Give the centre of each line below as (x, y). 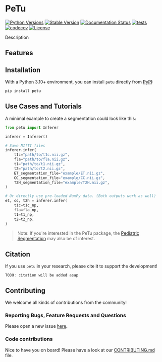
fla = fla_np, (26, 210)
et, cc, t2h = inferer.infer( (36, 201)
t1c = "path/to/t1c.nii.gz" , (42, 155)
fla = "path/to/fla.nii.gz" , (42, 160)
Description (17, 37)
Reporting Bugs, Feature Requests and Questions (66, 315)
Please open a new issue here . (36, 326)
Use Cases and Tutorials (43, 107)
